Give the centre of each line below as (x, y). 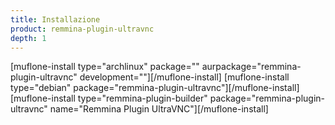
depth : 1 (28, 38)
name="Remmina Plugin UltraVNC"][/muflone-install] (159, 109)
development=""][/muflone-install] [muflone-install (184, 77)
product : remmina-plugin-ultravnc (82, 29)
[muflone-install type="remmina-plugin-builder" (109, 98)
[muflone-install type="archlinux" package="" (105, 67)
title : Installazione (55, 19)
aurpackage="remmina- (251, 67)
